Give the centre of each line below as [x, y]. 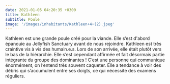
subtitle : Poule [22, 19]
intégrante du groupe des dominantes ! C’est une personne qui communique [85, 60]
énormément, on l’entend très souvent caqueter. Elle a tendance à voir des [83, 65]
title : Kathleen [22, 15]
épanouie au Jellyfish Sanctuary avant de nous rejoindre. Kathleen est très [83, 44]
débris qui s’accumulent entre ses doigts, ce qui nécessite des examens [81, 71]
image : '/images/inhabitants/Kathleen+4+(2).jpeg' [60, 24]
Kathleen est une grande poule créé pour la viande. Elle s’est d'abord [78, 38]
